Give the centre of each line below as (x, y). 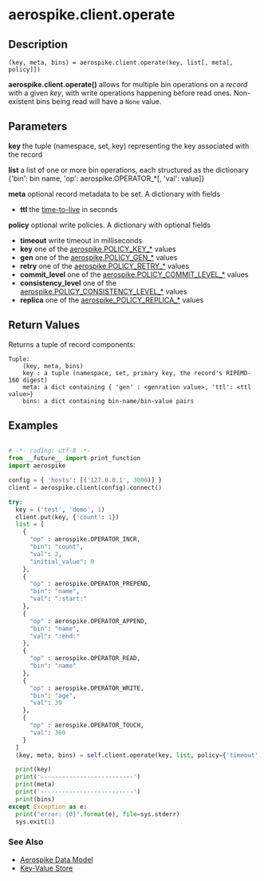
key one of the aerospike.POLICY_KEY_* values (98, 249)
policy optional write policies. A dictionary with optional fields (110, 225)
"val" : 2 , (45, 554)
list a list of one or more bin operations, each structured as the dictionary (128, 170)
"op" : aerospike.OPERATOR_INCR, (85, 539)
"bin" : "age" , (53, 695)
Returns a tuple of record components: (72, 344)
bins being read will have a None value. (99, 101)
